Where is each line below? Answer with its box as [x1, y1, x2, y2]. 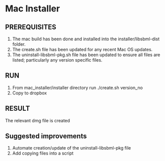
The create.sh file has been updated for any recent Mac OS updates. [12, 47, 153, 52]
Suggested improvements [5, 132, 87, 141]
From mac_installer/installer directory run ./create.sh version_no [12, 84, 143, 90]
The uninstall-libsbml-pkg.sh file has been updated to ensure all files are [12, 52, 161, 58]
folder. [12, 41, 26, 47]
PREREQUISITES [5, 23, 56, 31]
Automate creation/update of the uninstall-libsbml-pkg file [12, 145, 131, 151]
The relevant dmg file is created [5, 117, 70, 123]
